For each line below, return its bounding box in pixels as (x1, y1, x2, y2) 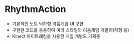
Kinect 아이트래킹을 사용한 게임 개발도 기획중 (12, 33, 101, 39)
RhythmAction (5, 3, 66, 15)
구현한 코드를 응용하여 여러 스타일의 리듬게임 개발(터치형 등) (12, 26, 129, 33)
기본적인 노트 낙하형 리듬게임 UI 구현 (12, 20, 84, 26)
